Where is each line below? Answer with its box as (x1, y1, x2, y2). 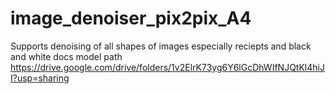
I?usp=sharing (10, 72, 70, 84)
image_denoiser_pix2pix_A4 (10, 7, 252, 30)
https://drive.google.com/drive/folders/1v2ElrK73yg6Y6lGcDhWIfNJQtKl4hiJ (10, 61, 325, 73)
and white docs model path (10, 50, 123, 62)
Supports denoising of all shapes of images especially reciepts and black (10, 40, 312, 52)
